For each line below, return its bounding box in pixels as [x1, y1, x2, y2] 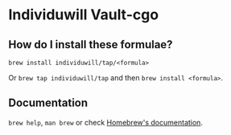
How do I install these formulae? [8, 38, 173, 51]
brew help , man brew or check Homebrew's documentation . [8, 117, 204, 127]
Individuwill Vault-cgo [8, 6, 159, 24]
